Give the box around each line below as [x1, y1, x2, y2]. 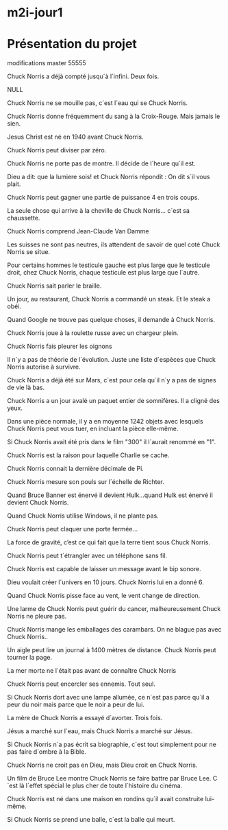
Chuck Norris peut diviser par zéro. [7, 146, 107, 154]
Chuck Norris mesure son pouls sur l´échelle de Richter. [7, 478, 164, 486]
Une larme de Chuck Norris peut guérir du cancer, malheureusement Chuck [7, 605, 221, 613]
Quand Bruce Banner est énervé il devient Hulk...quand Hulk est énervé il [7, 491, 214, 499]
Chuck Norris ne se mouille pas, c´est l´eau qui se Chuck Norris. [7, 99, 188, 107]
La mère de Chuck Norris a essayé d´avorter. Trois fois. [7, 714, 163, 722]
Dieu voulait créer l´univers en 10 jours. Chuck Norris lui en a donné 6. [7, 578, 204, 586]
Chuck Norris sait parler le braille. [7, 281, 102, 290]
